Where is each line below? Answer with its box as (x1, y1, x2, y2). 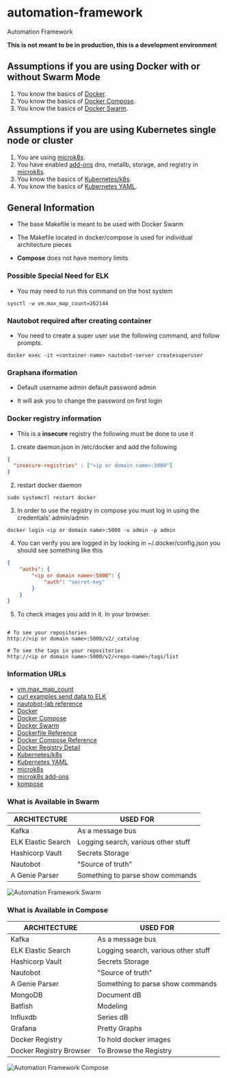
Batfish (10, 1001, 33, 1011)
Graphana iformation (7, 368, 78, 377)
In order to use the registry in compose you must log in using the (16, 506, 200, 515)
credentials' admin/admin (16, 514, 89, 522)
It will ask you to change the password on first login (16, 396, 163, 405)
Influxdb (10, 1013, 37, 1022)
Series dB (97, 1013, 129, 1022)
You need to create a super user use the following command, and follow (16, 331, 220, 339)
